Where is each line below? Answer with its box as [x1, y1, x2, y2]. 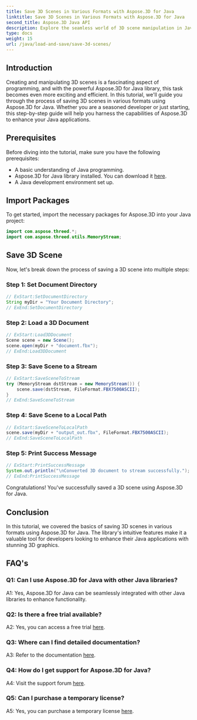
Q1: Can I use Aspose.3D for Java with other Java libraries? [6, 576, 178, 584]
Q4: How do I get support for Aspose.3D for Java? [6, 666, 151, 674]
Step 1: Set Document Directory [6, 280, 98, 288]
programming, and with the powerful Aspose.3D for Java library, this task [6, 84, 183, 91]
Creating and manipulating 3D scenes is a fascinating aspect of [6, 79, 159, 86]
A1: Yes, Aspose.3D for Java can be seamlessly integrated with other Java [6, 589, 185, 596]
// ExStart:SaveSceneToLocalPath [6, 424, 88, 430]
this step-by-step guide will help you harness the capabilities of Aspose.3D [6, 110, 188, 117]
